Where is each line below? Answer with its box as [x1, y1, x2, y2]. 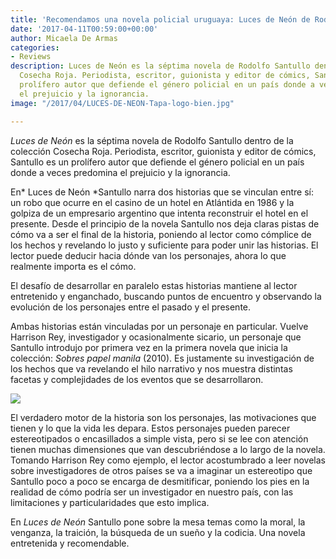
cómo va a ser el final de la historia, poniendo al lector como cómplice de [10, 228, 312, 240]
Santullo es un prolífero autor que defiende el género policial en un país [10, 156, 305, 168]
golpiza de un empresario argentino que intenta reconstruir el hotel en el [10, 207, 309, 219]
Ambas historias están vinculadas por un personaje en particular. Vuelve [10, 320, 309, 332]
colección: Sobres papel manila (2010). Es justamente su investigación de [10, 352, 315, 364]
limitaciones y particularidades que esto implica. [10, 496, 210, 508]
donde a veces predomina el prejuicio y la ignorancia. [10, 166, 231, 178]
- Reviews [10, 52, 52, 62]
